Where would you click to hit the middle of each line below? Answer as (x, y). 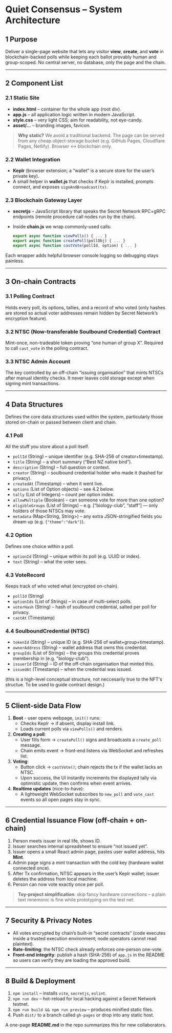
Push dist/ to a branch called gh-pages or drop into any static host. (83, 1015)
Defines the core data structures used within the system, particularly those (84, 417)
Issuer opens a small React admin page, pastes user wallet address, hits (89, 852)
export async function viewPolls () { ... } (60, 236)
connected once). (31, 868)
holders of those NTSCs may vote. (49, 511)
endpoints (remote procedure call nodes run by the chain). (74, 217)
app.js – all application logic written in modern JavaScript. (74, 114)
